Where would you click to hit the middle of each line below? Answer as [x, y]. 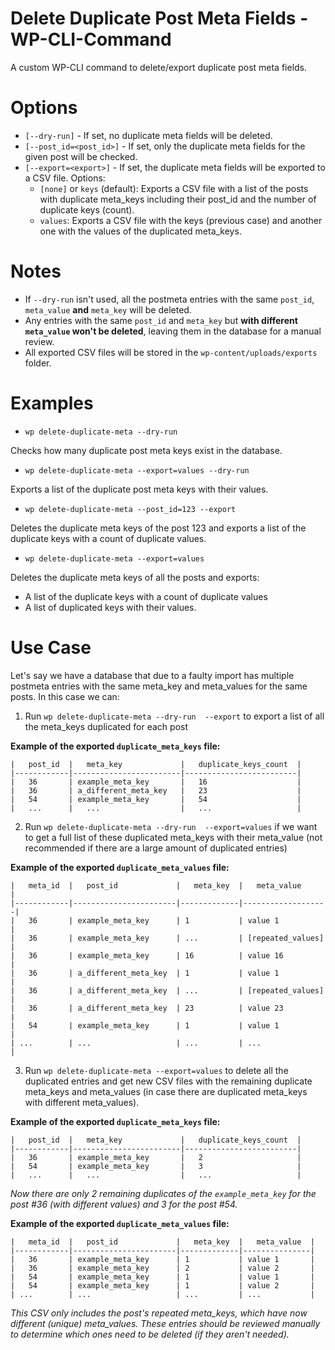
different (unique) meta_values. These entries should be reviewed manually [165, 1323]
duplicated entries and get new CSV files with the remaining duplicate [168, 1081]
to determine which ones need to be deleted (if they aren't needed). [150, 1334]
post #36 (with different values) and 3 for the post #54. [124, 1204]
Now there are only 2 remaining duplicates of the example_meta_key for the [163, 1193]
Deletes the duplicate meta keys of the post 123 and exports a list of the [158, 528]
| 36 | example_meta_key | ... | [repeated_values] [167, 938]
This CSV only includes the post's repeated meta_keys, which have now [159, 1313]
